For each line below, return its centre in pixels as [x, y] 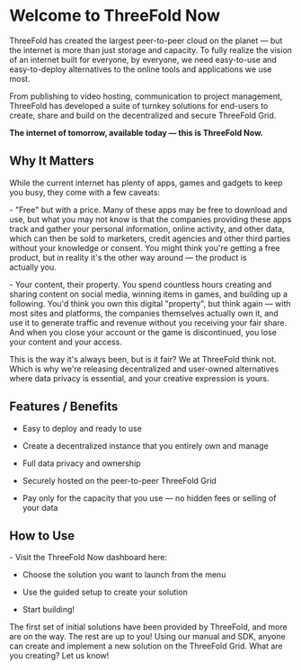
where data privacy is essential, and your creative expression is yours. [139, 378]
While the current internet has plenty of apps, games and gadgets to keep [146, 183]
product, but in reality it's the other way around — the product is [128, 257]
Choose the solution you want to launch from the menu [124, 575]
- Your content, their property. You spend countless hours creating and [141, 284]
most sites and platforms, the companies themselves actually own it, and [144, 313]
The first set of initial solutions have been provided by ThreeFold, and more [148, 627]
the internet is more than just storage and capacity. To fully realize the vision [151, 49]
